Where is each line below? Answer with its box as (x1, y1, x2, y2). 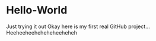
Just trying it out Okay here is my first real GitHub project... (6, 23, 150, 30)
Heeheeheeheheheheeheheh (6, 29, 78, 36)
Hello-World (6, 4, 68, 17)
